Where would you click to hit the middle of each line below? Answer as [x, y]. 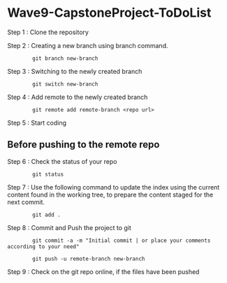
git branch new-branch [65, 58]
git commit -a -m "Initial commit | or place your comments [122, 240]
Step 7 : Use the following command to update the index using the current [113, 187]
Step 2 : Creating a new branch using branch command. [88, 45]
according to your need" [43, 246]
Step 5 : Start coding [37, 123]
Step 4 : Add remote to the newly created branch [78, 97]
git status [48, 174]
